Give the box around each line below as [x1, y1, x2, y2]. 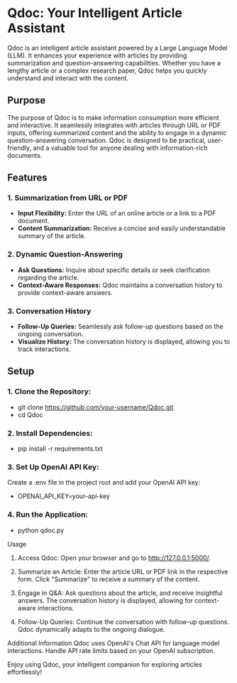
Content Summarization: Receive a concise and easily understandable [17, 224, 226, 232]
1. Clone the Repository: [7, 387, 92, 397]
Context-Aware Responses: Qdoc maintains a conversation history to [17, 281, 223, 289]
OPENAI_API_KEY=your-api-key [17, 492, 110, 500]
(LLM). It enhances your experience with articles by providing [7, 51, 187, 60]
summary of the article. [17, 232, 87, 240]
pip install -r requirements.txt [17, 444, 103, 453]
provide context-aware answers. [17, 288, 113, 296]
